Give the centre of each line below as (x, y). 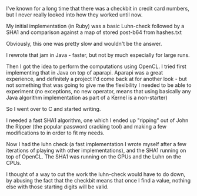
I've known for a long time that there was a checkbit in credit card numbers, (98, 9)
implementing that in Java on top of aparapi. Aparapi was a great (85, 72)
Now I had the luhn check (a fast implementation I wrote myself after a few (96, 144)
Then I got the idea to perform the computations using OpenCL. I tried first (96, 66)
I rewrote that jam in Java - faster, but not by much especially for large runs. (98, 55)
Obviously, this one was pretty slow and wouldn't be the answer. (84, 44)
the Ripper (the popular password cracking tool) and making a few (86, 126)
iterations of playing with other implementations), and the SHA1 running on (96, 150)
